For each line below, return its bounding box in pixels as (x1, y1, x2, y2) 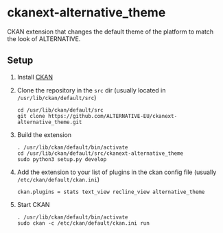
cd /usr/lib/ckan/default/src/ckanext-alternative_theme (16, 149, 184, 157)
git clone (16, 112, 46, 119)
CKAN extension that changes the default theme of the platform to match (7, 27, 214, 36)
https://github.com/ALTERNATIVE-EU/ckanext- (47, 112, 178, 119)
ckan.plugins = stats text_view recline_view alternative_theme (16, 188, 205, 195)
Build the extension (16, 130, 72, 138)
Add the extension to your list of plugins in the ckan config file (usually (16, 168, 217, 176)
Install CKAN (16, 73, 54, 81)
